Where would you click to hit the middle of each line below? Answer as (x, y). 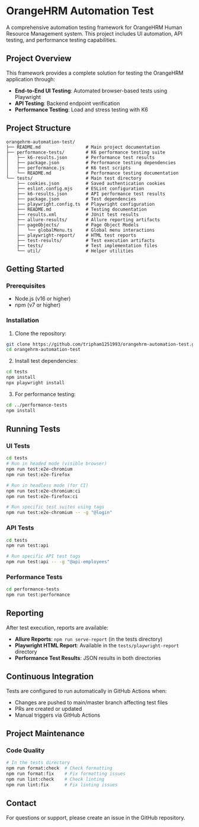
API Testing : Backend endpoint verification (67, 103)
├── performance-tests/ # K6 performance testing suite (86, 152)
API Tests (20, 528)
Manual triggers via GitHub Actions (57, 715)
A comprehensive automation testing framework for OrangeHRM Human (94, 27)
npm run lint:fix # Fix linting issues (62, 785)
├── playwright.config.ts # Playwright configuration (86, 204)
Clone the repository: (41, 333)
